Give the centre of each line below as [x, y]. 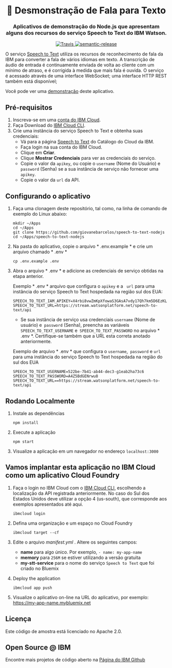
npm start [23, 441]
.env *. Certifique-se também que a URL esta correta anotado [85, 336]
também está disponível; [31, 81]
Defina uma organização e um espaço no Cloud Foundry [72, 523]
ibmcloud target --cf [36, 532]
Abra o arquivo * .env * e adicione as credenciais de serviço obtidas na [88, 271]
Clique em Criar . [38, 153]
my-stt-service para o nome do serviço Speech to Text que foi [87, 563]
